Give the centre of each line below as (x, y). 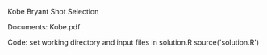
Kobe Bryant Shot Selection (53, 12)
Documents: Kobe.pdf (44, 27)
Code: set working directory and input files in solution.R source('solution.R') (133, 42)
